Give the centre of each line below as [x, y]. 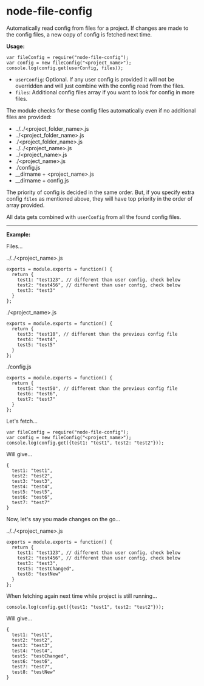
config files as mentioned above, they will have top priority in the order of [100, 198]
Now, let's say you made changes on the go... [63, 519]
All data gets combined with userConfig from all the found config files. [94, 217]
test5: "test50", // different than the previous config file [97, 388]
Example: [19, 234]
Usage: [16, 46]
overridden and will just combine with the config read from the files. [100, 86]
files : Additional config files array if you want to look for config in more [105, 92]
